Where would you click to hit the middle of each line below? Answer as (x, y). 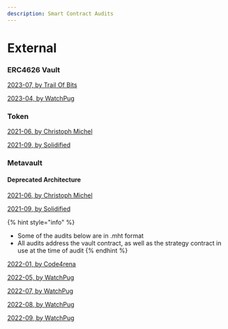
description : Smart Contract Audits (60, 14)
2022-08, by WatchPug (41, 304)
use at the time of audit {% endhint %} (73, 250)
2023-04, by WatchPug (41, 99)
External (32, 48)
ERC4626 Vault (34, 70)
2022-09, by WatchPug (41, 318)
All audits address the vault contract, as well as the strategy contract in (119, 243)
